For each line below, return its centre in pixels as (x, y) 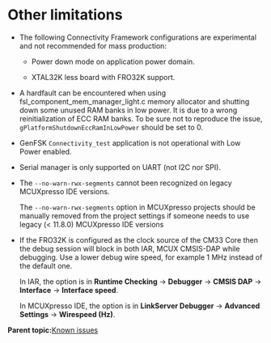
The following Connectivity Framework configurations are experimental (138, 37)
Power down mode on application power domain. (113, 61)
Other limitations (65, 15)
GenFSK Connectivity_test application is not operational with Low (130, 142)
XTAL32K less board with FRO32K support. (103, 77)
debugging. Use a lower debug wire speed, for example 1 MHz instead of (141, 257)
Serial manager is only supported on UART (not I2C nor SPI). (120, 167)
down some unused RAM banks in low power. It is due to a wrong (128, 110)
